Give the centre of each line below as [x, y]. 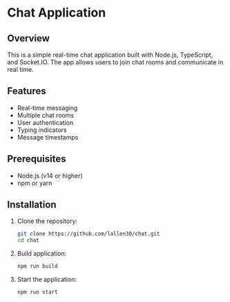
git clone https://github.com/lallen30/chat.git [88, 234]
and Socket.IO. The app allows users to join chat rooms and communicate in [115, 62]
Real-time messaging [47, 108]
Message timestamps [48, 137]
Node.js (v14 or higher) [50, 176]
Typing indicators [42, 130]
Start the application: [47, 280]
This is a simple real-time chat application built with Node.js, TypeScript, [110, 55]
